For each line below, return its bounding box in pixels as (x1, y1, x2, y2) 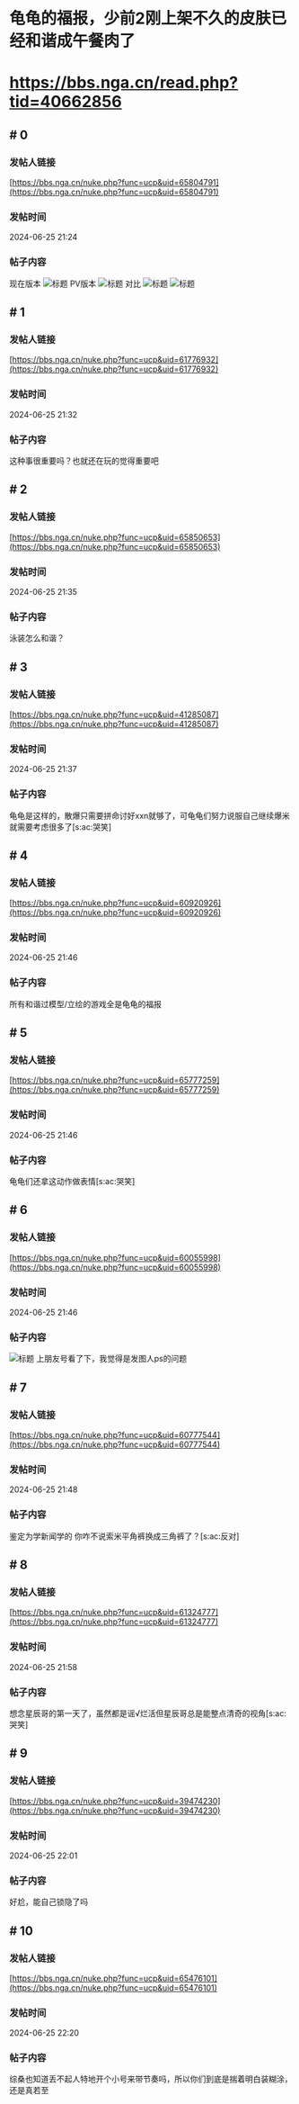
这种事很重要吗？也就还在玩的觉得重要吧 (9, 455, 159, 466)
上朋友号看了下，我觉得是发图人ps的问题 (35, 1353, 187, 1364)
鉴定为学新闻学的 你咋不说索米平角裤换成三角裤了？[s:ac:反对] (9, 1531, 240, 1542)
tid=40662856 (9, 92, 123, 112)
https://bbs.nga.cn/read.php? (9, 73, 239, 93)
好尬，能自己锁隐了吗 (9, 1896, 88, 1908)
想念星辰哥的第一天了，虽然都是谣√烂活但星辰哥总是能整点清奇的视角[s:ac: (9, 1707, 287, 1719)
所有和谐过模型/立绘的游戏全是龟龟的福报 (9, 998, 163, 1009)
